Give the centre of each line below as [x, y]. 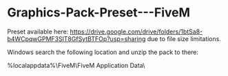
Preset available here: [38, 31]
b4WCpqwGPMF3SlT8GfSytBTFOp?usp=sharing [76, 38]
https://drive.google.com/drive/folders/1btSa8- [136, 31]
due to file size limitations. [184, 38]
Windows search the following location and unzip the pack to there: [103, 52]
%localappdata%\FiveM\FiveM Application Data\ [76, 65]
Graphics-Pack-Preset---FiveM [99, 13]
